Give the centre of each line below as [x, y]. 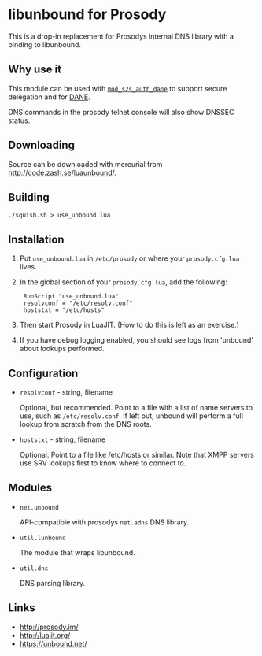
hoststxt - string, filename [63, 439]
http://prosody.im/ [49, 627]
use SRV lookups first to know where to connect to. [103, 463]
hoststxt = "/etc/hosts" [64, 310]
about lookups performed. [62, 349]
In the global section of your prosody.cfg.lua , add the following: [124, 282]
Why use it [35, 70]
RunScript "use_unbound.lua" [71, 297]
